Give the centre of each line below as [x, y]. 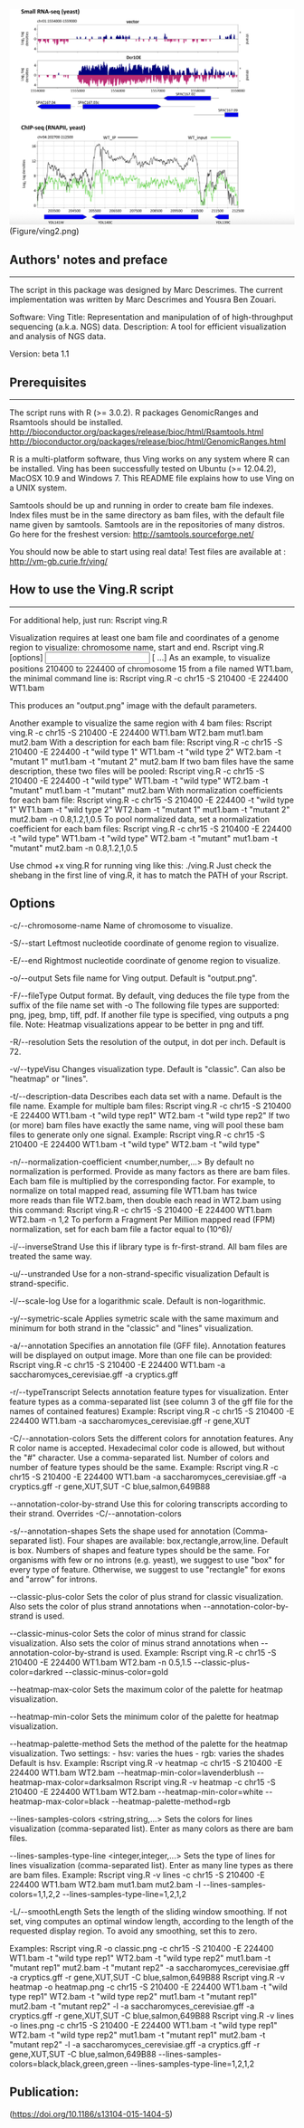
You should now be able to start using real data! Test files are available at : [148, 552]
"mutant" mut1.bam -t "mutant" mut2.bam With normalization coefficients [146, 790]
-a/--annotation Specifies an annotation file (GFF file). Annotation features [148, 1345]
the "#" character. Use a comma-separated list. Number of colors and [139, 1458]
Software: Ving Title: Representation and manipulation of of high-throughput [152, 318]
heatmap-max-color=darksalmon [71, 1781]
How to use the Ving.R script [91, 589]
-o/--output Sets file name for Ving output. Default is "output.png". [133, 978]
